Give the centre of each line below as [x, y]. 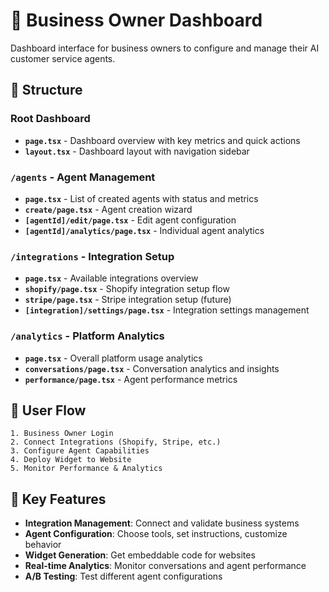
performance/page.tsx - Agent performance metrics [131, 379]
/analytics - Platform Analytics [87, 336]
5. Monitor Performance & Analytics [86, 469]
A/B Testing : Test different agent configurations [123, 576]
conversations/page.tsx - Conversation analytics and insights [152, 368]
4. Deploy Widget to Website [71, 460]
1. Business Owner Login [62, 434]
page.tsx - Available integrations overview [111, 278]
